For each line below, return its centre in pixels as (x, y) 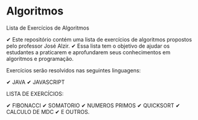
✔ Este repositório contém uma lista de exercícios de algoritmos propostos (99, 39)
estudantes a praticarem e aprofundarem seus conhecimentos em (88, 52)
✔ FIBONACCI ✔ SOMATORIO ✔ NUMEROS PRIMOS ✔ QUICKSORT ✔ (93, 105)
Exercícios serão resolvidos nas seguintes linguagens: (74, 70)
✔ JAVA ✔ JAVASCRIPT (36, 82)
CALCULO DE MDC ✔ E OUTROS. (48, 112)
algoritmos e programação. (40, 58)
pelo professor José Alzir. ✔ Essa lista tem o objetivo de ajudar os (88, 46)
